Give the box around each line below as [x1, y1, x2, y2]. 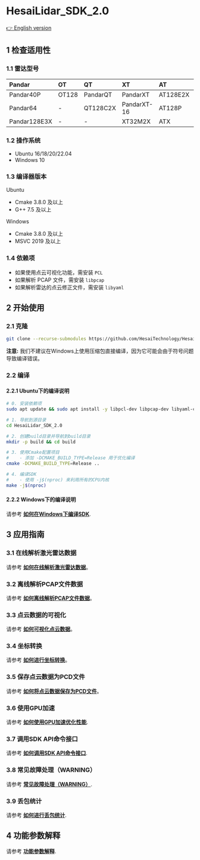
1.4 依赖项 [6, 254, 35, 263]
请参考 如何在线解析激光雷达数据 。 [6, 563, 91, 571]
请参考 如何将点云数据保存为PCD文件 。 [6, 687, 102, 694]
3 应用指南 [6, 529, 45, 540]
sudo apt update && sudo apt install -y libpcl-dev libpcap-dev [6, 406, 169, 412]
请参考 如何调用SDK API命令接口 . [6, 749, 88, 757]
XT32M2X [121, 117, 151, 126]
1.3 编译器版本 [6, 172, 47, 180]
